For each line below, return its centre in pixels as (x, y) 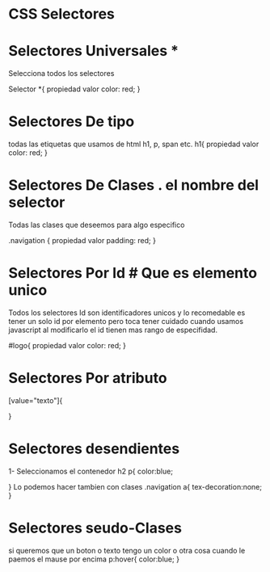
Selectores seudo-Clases (95, 528)
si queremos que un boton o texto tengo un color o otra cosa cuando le (127, 550)
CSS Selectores (61, 14)
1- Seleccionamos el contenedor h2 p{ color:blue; (91, 471)
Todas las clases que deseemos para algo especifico (97, 225)
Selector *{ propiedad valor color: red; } (74, 89)
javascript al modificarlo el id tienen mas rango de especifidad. (113, 330)
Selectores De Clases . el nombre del (134, 185)
